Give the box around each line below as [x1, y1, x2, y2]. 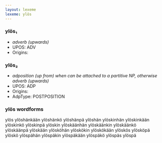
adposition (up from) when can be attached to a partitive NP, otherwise [12, 73, 158, 79]
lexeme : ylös [5, 12, 32, 17]
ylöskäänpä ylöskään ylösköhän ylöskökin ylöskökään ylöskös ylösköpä [5, 127, 150, 133]
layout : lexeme [5, 7, 36, 12]
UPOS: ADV [12, 44, 36, 50]
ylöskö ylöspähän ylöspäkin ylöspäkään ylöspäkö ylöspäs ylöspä [5, 133, 136, 139]
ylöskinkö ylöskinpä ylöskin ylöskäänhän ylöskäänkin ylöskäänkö [5, 122, 136, 128]
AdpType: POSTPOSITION [12, 94, 65, 99]
